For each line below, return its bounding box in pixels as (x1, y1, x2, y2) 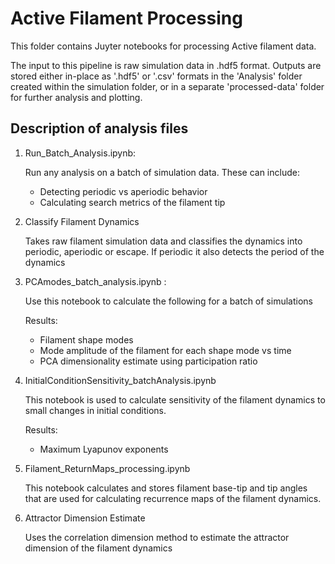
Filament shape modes (39, 333, 134, 346)
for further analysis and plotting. (10, 91, 143, 103)
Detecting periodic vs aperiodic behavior (39, 185, 208, 197)
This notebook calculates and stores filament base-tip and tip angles (24, 482, 308, 494)
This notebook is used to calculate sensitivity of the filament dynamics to (24, 393, 326, 406)
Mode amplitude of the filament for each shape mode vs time (39, 344, 292, 356)
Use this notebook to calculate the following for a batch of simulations (24, 295, 313, 307)
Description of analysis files (10, 120, 189, 137)
